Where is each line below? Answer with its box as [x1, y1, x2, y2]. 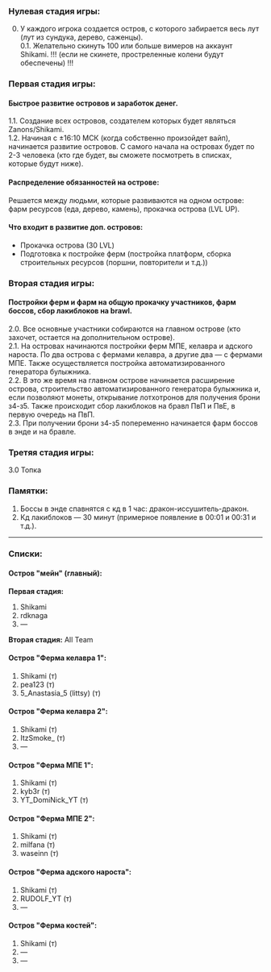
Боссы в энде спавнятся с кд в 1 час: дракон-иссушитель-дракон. [19, 504, 249, 513]
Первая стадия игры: [8, 78, 96, 89]
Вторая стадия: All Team [8, 634, 94, 644]
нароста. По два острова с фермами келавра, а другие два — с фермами [8, 349, 263, 359]
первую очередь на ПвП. [8, 409, 95, 419]
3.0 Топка [8, 465, 42, 475]
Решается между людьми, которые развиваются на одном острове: [8, 195, 244, 205]
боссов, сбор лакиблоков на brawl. [8, 306, 133, 316]
